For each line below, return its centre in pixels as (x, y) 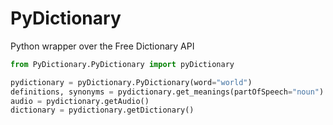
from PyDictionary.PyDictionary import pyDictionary (122, 64)
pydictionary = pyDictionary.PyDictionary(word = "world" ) (131, 82)
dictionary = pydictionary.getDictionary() (102, 110)
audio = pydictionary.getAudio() (80, 101)
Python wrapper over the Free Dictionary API (102, 46)
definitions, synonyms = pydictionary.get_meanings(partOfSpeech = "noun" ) (167, 92)
